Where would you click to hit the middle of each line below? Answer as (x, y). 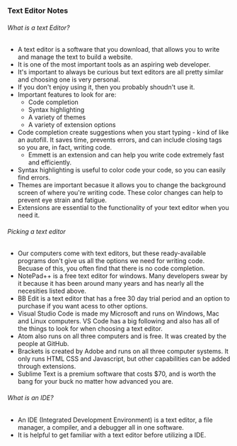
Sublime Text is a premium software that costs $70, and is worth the (117, 374)
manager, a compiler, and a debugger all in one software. (100, 427)
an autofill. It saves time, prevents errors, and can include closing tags (120, 140)
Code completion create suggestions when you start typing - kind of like (123, 133)
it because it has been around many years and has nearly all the (111, 284)
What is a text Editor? (39, 28)
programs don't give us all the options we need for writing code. (111, 261)
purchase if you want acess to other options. (83, 306)
